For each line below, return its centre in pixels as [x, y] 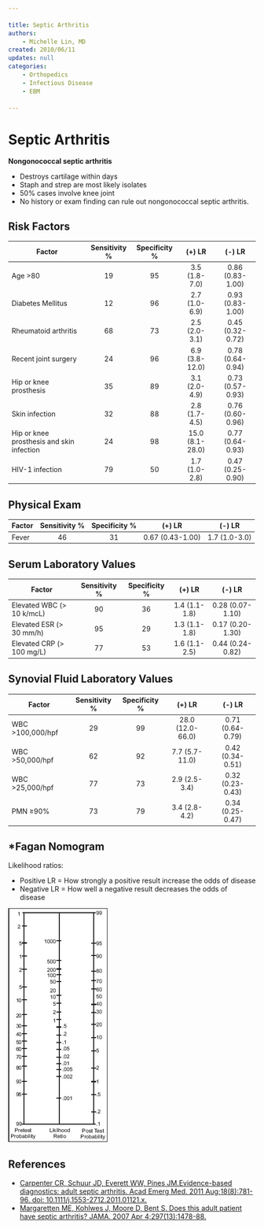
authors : [22, 33]
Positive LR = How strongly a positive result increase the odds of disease [137, 880]
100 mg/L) [29, 652]
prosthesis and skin [43, 441]
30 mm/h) [28, 633]
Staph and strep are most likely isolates [83, 185]
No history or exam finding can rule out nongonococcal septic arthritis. [134, 201]
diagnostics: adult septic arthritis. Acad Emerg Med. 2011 [112, 1191]
